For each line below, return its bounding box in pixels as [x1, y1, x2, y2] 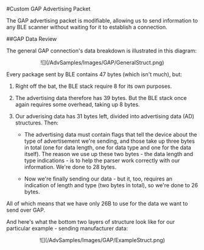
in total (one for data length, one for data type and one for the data [24, 144, 192, 151]
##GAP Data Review [6, 35, 57, 42]
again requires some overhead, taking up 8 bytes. [15, 101, 140, 108]
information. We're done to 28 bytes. [24, 163, 117, 170]
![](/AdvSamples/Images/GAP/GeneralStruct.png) [40, 59, 164, 66]
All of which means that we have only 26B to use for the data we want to [6, 200, 188, 207]
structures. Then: [15, 119, 59, 126]
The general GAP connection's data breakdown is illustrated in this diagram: [6, 47, 197, 54]
